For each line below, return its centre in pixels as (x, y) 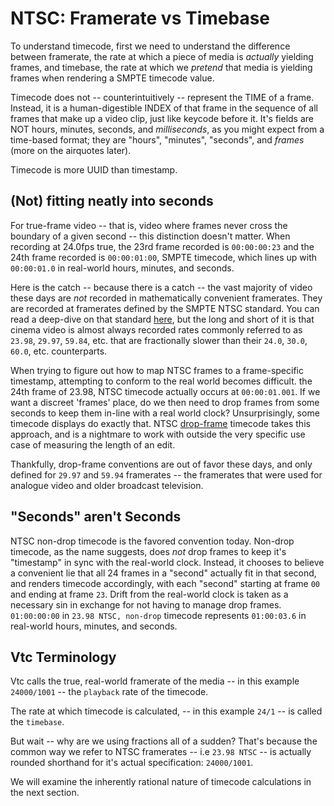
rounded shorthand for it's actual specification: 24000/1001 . (132, 763)
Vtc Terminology (63, 657)
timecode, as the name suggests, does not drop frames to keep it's (148, 551)
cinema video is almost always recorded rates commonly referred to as (156, 329)
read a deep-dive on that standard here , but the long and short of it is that (162, 319)
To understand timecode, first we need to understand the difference (150, 46)
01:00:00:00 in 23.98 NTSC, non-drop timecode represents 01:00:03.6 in (158, 615)
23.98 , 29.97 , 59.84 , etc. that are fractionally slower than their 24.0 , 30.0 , (159, 340)
